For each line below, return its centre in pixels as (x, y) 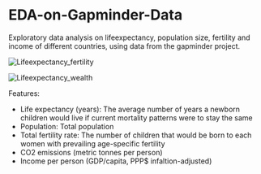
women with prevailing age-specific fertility (92, 143)
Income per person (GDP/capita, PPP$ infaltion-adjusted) (116, 161)
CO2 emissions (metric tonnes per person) (92, 152)
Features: (24, 93)
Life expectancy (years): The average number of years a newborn (130, 109)
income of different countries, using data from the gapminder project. (124, 46)
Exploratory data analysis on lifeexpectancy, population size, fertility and (129, 37)
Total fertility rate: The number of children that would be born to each (136, 135)
